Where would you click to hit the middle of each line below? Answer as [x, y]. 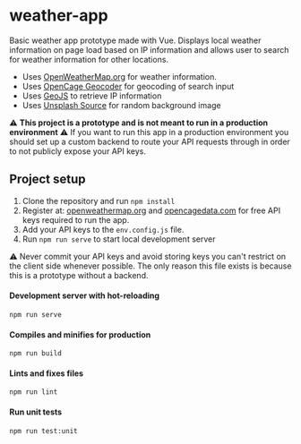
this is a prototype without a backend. [79, 275]
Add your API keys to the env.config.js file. [103, 229]
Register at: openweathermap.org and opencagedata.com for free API [151, 210]
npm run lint [34, 392]
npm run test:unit [43, 431]
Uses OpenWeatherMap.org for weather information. [120, 76]
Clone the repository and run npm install [99, 201]
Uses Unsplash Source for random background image [121, 105]
